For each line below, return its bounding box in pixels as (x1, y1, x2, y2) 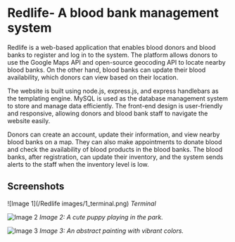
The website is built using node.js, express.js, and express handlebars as (7, 87, 220, 95)
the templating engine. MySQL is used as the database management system (7, 94, 229, 103)
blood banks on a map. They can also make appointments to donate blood (7, 137, 222, 146)
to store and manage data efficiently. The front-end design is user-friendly (7, 101, 223, 110)
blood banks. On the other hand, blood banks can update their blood (7, 65, 206, 74)
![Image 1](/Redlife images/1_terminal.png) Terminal (7, 199, 156, 208)
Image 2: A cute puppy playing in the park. (39, 212, 163, 221)
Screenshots (7, 181, 65, 193)
